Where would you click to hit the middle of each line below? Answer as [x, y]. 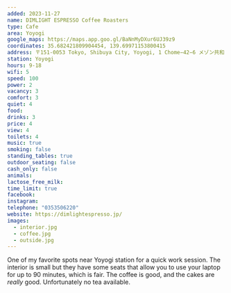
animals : [20, 175]
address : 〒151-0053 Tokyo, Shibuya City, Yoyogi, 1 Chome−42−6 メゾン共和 [116, 53]
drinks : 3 [22, 117]
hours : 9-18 [24, 65]
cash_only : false [32, 169]
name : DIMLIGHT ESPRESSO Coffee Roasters [68, 20]
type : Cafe [23, 26]
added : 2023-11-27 [34, 14]
